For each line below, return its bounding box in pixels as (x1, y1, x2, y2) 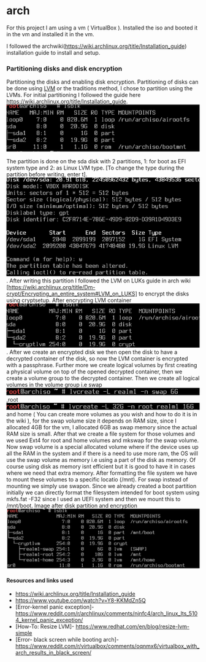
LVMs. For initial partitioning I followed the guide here (6, 92, 141, 99)
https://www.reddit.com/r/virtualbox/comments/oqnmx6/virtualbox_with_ (15, 642, 200, 650)
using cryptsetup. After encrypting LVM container (6, 296, 132, 304)
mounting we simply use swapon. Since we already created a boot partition (6, 483, 197, 490)
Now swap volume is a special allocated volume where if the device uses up (6, 443, 199, 451)
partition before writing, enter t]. (6, 171, 88, 178)
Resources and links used (6, 577, 74, 584)
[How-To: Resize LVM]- (15, 623, 75, 630)
